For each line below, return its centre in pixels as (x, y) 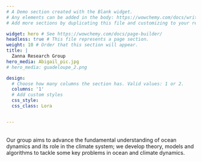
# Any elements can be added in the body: (60, 17)
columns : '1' (28, 89)
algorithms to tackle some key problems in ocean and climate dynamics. (96, 152)
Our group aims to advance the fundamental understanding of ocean (91, 140)
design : (16, 78)
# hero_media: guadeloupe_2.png (47, 67)
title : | (17, 51)
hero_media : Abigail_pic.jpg (43, 61)
